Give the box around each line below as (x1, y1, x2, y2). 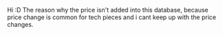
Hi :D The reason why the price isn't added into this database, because (7, 6, 209, 14)
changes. (7, 21, 34, 28)
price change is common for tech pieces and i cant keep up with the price (7, 13, 217, 21)
